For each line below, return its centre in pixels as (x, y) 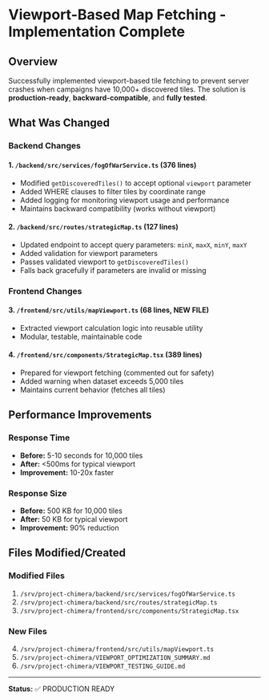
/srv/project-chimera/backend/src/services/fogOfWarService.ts (128, 594)
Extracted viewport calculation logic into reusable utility (111, 328)
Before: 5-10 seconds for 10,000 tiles (81, 455)
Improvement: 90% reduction (69, 528)
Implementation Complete (97, 32)
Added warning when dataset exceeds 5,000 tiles (102, 381)
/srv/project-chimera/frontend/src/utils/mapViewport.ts (117, 649)
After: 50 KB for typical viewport (74, 519)
